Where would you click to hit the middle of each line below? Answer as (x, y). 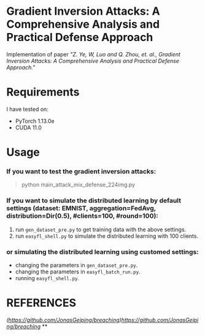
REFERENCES (41, 303)
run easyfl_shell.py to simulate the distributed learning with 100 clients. (106, 236)
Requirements (43, 92)
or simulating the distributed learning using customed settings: (102, 251)
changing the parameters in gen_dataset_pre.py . (76, 265)
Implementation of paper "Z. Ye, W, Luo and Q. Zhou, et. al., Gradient (94, 54)
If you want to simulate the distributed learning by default (94, 200)
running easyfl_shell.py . (47, 278)
